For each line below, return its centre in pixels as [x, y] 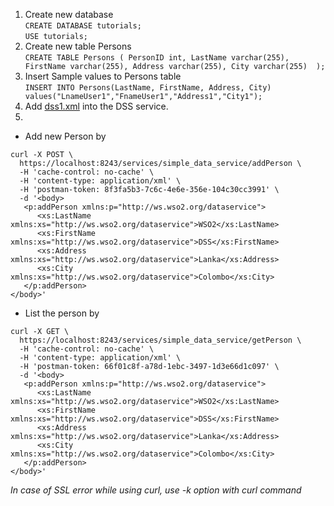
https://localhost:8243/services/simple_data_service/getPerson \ [160, 340]
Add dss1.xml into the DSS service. [96, 106]
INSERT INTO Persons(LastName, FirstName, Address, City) [148, 88]
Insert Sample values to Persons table [103, 76]
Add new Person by [65, 136]
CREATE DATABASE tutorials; [83, 26]
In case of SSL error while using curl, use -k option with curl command [156, 490]
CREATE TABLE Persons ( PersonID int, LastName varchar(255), [157, 58]
